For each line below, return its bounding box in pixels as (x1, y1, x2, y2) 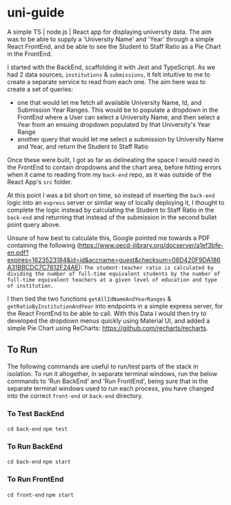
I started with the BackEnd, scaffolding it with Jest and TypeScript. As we (7, 63, 216, 71)
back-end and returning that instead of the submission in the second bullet (7, 212, 217, 221)
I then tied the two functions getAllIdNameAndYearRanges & (7, 295, 172, 303)
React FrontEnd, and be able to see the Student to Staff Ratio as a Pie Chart (7, 42, 221, 50)
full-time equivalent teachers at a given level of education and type (7, 276, 217, 284)
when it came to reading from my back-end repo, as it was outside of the (7, 170, 212, 179)
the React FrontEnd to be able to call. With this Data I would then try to (7, 309, 207, 317)
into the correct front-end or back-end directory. (7, 391, 143, 399)
